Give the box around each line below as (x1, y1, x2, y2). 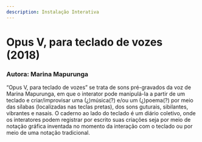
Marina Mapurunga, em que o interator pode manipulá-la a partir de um (6, 90, 186, 98)
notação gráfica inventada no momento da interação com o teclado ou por (6, 122, 193, 130)
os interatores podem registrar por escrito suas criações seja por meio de (6, 116, 191, 124)
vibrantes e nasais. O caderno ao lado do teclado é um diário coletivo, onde (6, 110, 196, 117)
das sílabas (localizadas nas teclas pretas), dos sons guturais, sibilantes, (6, 103, 189, 110)
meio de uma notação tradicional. (6, 129, 90, 137)
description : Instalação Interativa (6, 9, 99, 15)
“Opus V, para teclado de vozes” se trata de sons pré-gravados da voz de (6, 83, 192, 91)
